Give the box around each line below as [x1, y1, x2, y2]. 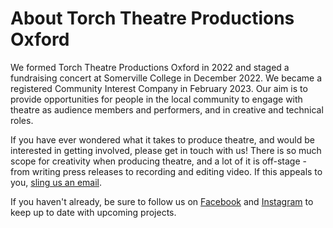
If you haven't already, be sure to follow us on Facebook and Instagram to [10, 195, 314, 207]
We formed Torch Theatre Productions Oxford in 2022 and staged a [10, 61, 290, 73]
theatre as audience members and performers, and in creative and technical [10, 103, 324, 116]
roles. [10, 114, 34, 126]
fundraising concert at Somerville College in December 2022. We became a [10, 72, 323, 84]
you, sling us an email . [10, 176, 103, 188]
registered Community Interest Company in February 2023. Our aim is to [10, 82, 308, 94]
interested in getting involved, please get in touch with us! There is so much [10, 144, 322, 156]
